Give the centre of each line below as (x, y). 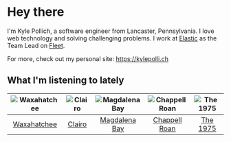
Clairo (77, 124)
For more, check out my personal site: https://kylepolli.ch (88, 58)
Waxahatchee (35, 124)
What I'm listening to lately (66, 81)
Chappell (167, 119)
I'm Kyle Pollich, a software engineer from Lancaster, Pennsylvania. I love (111, 31)
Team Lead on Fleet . (36, 45)
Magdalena (118, 119)
